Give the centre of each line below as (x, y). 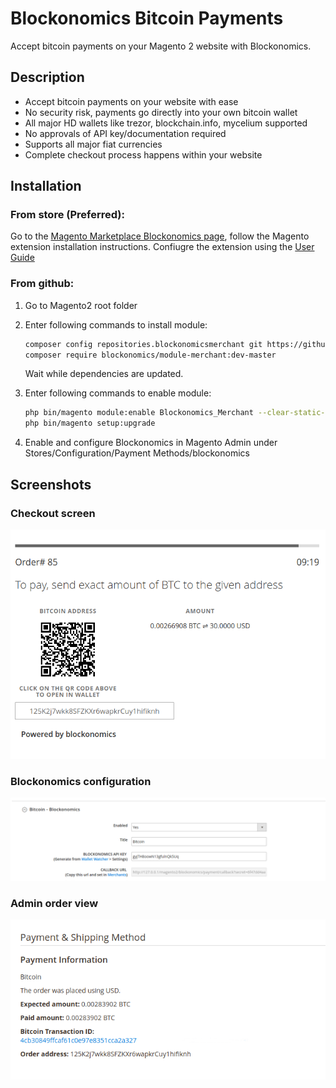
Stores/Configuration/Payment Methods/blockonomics (137, 453)
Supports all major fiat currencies (93, 144)
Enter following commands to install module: (116, 324)
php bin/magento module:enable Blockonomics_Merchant (139, 413)
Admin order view (54, 903)
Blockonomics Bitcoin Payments (147, 18)
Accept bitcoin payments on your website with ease (131, 101)
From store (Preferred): (67, 215)
